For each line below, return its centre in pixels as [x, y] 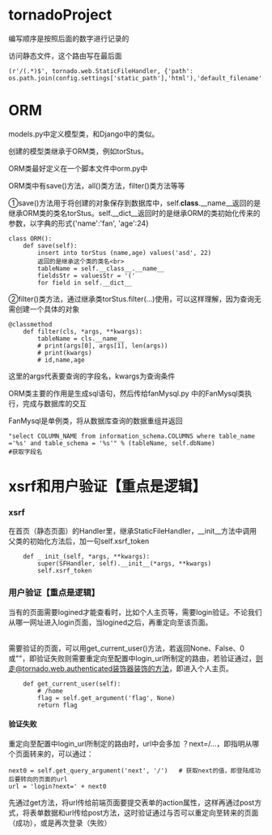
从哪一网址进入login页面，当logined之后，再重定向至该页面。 [110, 622]
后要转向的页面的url [38, 779]
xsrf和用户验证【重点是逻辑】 [108, 487]
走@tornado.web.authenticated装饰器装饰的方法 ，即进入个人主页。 [121, 668]
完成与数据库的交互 [54, 403]
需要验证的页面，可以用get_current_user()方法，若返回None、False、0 [127, 648]
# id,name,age [61, 360]
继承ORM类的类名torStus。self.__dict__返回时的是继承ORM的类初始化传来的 [134, 213]
